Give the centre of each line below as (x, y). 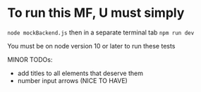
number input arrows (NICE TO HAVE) (73, 80)
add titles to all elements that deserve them (80, 73)
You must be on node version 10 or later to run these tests (91, 46)
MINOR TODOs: (30, 59)
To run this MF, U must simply (96, 13)
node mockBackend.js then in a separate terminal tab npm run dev (101, 32)
